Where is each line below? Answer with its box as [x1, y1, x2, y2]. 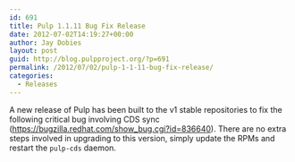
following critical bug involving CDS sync [9, 114, 160, 124]
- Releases [17, 80, 58, 89]
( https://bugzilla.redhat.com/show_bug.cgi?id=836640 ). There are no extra [9, 123, 287, 134]
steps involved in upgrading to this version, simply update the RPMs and [9, 132, 275, 143]
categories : [9, 72, 54, 81]
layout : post [9, 47, 58, 55]
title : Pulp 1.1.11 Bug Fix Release [9, 21, 146, 30]
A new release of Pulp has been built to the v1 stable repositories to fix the [9, 104, 283, 115]
